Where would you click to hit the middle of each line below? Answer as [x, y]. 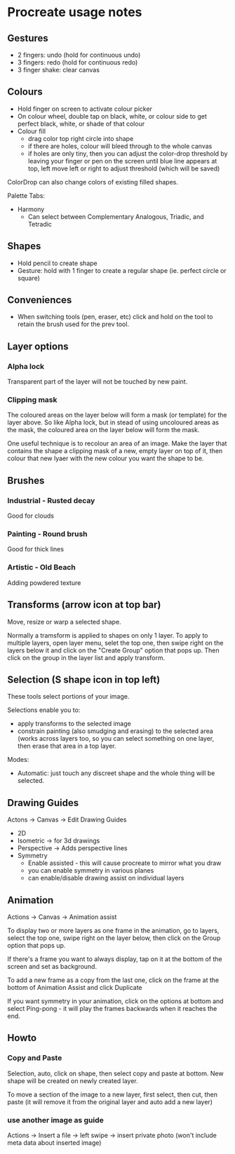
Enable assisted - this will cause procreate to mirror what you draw [125, 863]
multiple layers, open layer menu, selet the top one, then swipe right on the [115, 643]
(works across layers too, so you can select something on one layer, [116, 739]
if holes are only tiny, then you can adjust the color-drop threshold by [128, 153]
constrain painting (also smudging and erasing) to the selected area [115, 731]
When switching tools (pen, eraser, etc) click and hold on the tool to [115, 317]
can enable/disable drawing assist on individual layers [106, 878]
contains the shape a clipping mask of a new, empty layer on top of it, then [115, 451]
